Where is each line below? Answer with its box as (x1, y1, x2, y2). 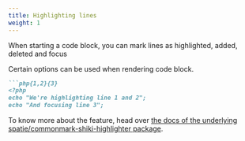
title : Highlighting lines (8, 11, 97, 20)
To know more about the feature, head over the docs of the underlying (8, 116, 238, 124)
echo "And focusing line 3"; (8, 102, 104, 109)
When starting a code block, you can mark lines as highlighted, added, (8, 40, 238, 50)
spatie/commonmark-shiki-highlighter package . (8, 124, 164, 133)
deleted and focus (8, 49, 67, 58)
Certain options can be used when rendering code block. (8, 64, 194, 73)
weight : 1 (8, 19, 41, 27)
